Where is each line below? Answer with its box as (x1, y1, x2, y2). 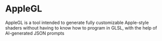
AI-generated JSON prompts (5, 30, 65, 36)
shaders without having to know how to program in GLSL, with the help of (5, 24, 157, 30)
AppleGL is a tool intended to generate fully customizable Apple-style (5, 19, 149, 25)
